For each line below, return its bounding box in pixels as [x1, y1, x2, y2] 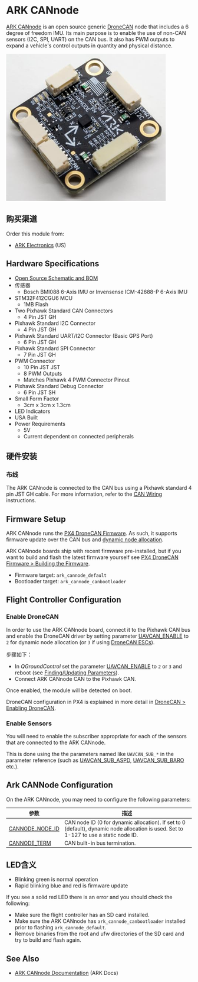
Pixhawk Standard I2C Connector [14, 319, 96, 327]
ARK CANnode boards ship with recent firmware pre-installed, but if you [6, 548, 181, 555]
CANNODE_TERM [8, 839, 51, 847]
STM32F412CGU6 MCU [14, 294, 72, 302]
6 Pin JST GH [23, 338, 57, 345]
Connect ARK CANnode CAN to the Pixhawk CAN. [14, 675, 137, 682]
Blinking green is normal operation [14, 876, 98, 883]
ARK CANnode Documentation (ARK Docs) [14, 969, 118, 976]
